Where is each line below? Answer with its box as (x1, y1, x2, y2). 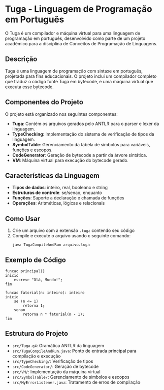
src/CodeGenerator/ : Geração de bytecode (12, 363, 99, 369)
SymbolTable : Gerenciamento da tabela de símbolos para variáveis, (12, 141, 150, 147)
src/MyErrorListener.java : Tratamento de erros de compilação (12, 379, 140, 385)
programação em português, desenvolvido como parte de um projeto (5, 35, 146, 41)
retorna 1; (23, 303, 45, 308)
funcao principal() (5, 269, 45, 274)
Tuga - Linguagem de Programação (5, 3, 153, 15)
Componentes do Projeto (5, 98, 84, 106)
